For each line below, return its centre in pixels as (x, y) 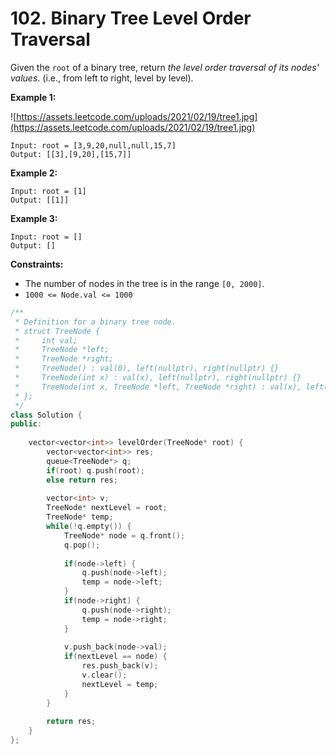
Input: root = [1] (48, 191)
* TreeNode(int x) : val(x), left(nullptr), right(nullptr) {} (158, 378)
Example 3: (34, 218)
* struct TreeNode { (57, 331)
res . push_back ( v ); (120, 666)
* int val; (46, 340)
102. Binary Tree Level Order (131, 18)
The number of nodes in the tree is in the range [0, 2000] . (144, 283)
